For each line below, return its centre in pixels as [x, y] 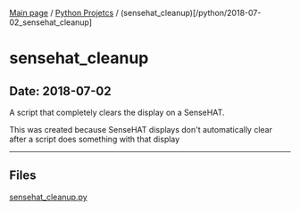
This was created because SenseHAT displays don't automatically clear [141, 130]
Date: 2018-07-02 [60, 91]
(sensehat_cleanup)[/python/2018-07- [191, 13]
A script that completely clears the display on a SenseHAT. [117, 112]
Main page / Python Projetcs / [64, 13]
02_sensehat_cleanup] [50, 22]
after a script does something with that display [95, 139]
